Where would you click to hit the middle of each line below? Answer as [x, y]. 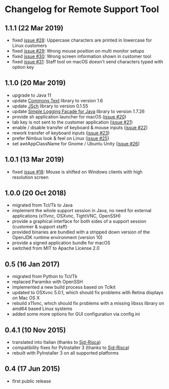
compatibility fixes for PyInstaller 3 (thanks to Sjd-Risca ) [71, 347]
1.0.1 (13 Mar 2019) [34, 160]
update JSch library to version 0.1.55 [50, 106]
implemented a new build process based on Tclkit [64, 287]
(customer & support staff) [40, 227]
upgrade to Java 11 [32, 95]
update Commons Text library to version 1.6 [57, 100]
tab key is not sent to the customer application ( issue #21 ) [72, 122]
